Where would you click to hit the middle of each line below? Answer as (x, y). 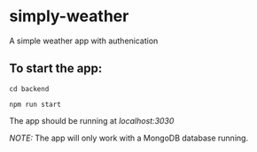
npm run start (35, 104)
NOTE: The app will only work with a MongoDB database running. (129, 138)
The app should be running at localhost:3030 (92, 120)
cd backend (29, 89)
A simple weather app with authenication (84, 41)
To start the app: (56, 68)
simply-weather (69, 16)
